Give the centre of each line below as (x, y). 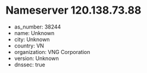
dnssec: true (29, 64)
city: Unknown (32, 39)
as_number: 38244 (37, 27)
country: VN (29, 46)
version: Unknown (36, 58)
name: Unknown (34, 33)
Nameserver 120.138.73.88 (73, 10)
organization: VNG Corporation (52, 52)
